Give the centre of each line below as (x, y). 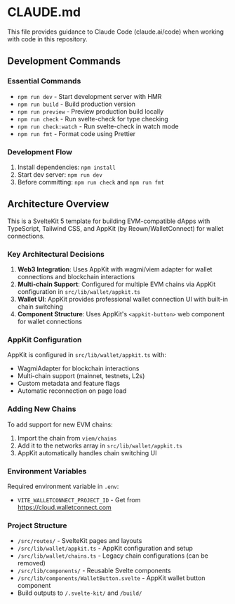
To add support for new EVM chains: (60, 424)
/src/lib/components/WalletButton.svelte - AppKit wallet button (111, 578)
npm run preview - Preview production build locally (90, 111)
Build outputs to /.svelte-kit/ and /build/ (80, 593)
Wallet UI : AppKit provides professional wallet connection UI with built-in (122, 300)
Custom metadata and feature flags (69, 384)
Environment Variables (47, 471)
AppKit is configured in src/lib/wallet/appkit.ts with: (87, 355)
